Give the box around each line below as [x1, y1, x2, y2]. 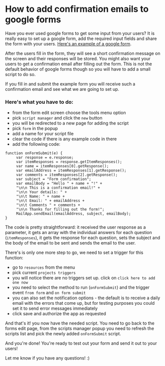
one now [12, 280, 28, 285]
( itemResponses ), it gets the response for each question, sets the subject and [5, 235, 161, 241]
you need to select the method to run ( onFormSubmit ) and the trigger [12, 285, 150, 290]
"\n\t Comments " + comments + [16, 203, 80, 208]
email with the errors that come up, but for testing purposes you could [12, 300, 155, 306]
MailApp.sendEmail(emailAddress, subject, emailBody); [16, 211, 132, 216]
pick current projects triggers [12, 270, 76, 276]
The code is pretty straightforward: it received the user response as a [5, 224, 146, 230]
